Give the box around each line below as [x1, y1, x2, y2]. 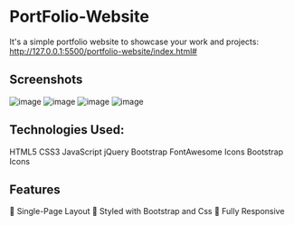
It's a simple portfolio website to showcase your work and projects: [9, 36, 260, 47]
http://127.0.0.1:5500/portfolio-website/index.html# [9, 45, 197, 56]
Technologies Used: [9, 122, 125, 137]
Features [9, 182, 61, 197]
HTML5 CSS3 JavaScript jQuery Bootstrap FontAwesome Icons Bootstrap [9, 146, 284, 157]
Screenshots [9, 72, 83, 88]
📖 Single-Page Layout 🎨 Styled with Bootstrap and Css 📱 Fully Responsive [9, 206, 285, 217]
